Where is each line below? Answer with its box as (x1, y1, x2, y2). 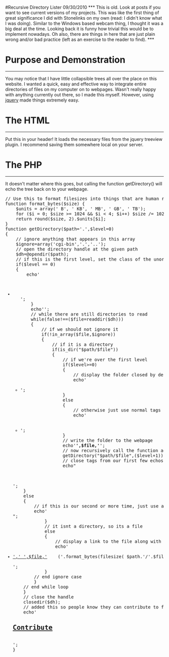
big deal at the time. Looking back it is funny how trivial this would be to (5, 26, 154, 32)
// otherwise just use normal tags (73, 407, 161, 413)
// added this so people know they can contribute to (23, 604, 159, 610)
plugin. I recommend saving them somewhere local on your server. (5, 141, 143, 147)
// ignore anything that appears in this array (16, 236, 136, 242)
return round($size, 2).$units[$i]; (16, 216, 107, 222)
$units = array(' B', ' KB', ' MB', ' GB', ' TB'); (16, 206, 146, 212)
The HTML (5, 115, 50, 126)
